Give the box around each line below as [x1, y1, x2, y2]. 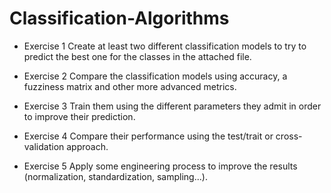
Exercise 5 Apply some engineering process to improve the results [23, 160, 298, 172]
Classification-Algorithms [9, 7, 230, 30]
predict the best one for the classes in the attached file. [23, 50, 252, 62]
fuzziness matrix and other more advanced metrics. [23, 80, 237, 92]
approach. [66, 140, 109, 152]
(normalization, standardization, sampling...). [23, 170, 208, 182]
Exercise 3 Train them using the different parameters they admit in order [23, 100, 322, 112]
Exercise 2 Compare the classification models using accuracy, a [23, 70, 288, 82]
